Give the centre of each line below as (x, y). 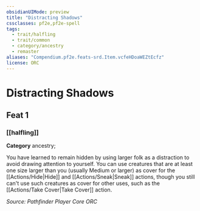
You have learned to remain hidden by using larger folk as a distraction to (98, 157)
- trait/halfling (34, 35)
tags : (13, 29)
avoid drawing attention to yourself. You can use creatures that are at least (100, 164)
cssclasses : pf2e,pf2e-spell (43, 23)
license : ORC (23, 63)
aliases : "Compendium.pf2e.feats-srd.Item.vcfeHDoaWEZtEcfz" (85, 57)
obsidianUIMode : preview (38, 12)
